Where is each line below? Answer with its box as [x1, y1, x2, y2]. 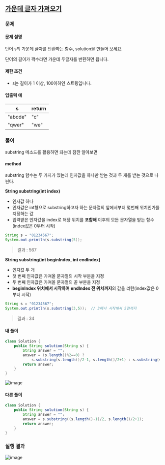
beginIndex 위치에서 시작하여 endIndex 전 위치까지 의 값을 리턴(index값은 [12, 285, 155, 291]
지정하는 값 [12, 211, 34, 217]
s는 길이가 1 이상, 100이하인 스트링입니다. [12, 80, 92, 86]
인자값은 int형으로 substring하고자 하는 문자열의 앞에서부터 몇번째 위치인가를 [12, 205, 160, 211]
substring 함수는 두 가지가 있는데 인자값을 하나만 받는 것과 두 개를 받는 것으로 [5, 172, 154, 178]
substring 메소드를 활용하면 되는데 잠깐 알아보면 [5, 149, 98, 155]
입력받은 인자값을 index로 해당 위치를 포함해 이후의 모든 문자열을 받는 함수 [12, 217, 155, 223]
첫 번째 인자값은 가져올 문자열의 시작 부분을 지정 [12, 273, 104, 279]
